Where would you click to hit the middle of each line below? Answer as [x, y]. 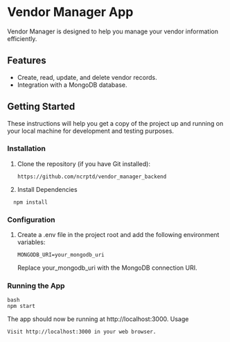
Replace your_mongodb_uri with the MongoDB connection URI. [107, 268]
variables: [31, 242]
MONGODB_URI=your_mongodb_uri [61, 255]
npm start [21, 307]
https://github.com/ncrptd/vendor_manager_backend [92, 177]
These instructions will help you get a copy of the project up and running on [115, 123]
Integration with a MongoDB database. [72, 85]
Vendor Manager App [70, 12]
